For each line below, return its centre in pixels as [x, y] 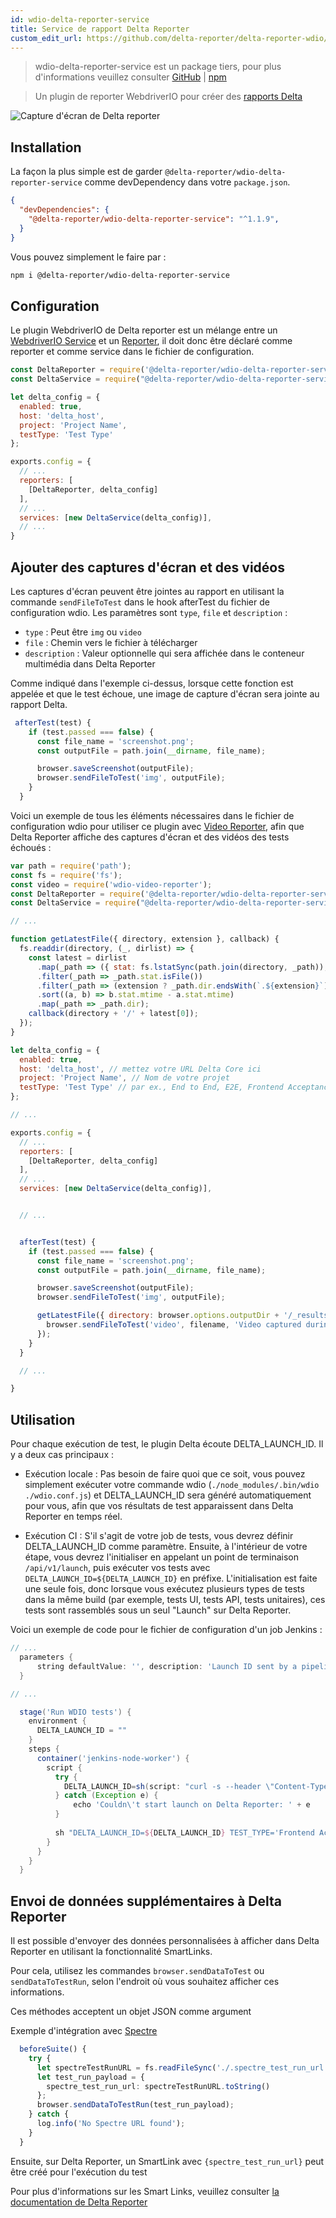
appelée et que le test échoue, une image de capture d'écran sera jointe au [165, 693]
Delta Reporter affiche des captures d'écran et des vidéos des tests [150, 837]
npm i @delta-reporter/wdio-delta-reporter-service [120, 275]
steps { [44, 1749]
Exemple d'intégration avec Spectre [84, 2031]
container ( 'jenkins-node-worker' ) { [113, 1758]
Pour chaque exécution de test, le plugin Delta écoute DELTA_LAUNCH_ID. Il [167, 1444]
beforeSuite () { [53, 2049]
